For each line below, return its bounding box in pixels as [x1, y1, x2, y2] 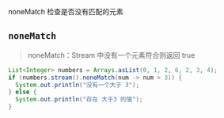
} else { [8, 88, 37, 97]
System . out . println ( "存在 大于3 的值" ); [15, 96, 143, 104]
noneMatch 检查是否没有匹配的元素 [8, 7, 124, 16]
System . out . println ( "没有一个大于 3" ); [15, 81, 140, 89]
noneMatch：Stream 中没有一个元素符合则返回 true [27, 50, 196, 59]
